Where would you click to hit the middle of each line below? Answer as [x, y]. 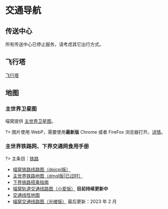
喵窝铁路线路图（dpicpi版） [42, 169]
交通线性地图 [26, 195]
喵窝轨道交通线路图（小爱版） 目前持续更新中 [60, 189]
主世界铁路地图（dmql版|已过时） [48, 176]
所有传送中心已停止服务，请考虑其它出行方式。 [54, 44]
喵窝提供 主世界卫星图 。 [31, 121]
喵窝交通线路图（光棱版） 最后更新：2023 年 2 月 [65, 201]
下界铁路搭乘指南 [31, 182]
